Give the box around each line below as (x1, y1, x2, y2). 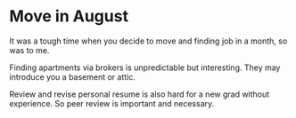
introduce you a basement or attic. (9, 71, 136, 82)
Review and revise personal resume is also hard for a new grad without (9, 89, 270, 99)
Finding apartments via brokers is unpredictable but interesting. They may (9, 62, 281, 73)
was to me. (9, 44, 50, 55)
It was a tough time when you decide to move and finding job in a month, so (9, 35, 288, 46)
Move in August (9, 6, 129, 27)
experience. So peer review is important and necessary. (9, 98, 215, 108)
